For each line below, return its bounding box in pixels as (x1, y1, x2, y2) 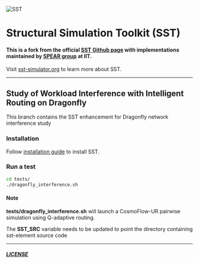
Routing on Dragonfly (6, 98, 87, 108)
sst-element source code (6, 232, 68, 239)
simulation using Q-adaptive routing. (6, 214, 95, 221)
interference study (6, 120, 52, 127)
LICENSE (6, 251, 28, 258)
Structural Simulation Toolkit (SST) (6, 27, 181, 40)
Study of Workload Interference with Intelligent (6, 88, 184, 98)
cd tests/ (6, 176, 31, 182)
